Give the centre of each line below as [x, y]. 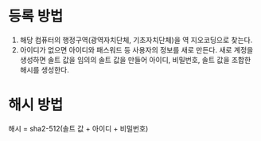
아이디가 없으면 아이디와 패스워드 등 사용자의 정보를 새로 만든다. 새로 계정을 [136, 49]
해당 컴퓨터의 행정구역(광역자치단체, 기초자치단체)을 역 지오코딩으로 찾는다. [136, 40]
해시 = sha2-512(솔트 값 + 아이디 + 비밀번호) [78, 128]
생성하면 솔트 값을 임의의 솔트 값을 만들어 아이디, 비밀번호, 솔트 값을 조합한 [135, 60]
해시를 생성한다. [44, 69]
